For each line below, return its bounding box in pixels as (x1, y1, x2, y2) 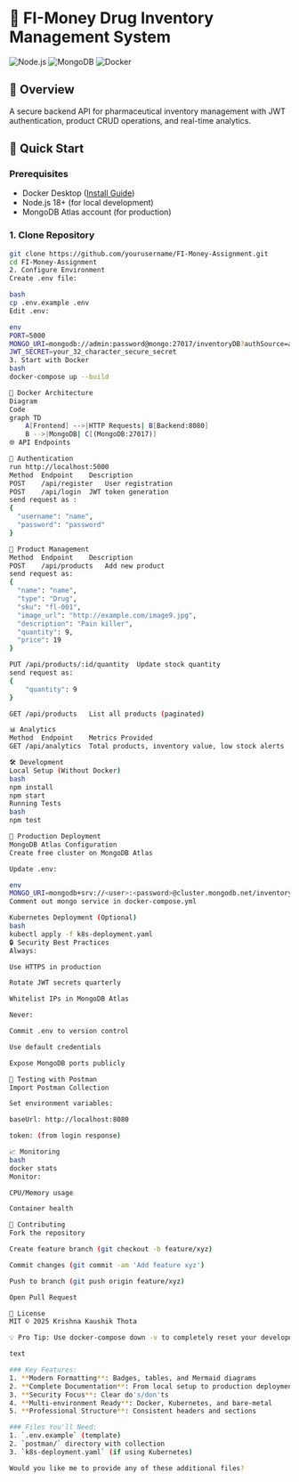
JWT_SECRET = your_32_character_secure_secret (9, 347, 177, 357)
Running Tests (9, 799, 62, 808)
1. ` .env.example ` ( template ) (9, 1431, 122, 1440)
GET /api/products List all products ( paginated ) (9, 709, 205, 718)
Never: (9, 1010, 34, 1020)
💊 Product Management (9, 545, 90, 554)
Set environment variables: (9, 1099, 114, 1108)
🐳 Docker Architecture (9, 388, 93, 397)
